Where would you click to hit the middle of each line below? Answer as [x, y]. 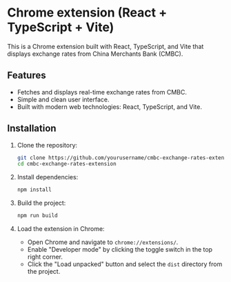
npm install [34, 190]
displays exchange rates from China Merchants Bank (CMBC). [95, 54]
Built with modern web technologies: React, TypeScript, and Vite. [109, 107]
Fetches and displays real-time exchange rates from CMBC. [102, 92]
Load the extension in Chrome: [61, 229]
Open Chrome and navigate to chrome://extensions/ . [103, 242]
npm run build [37, 216]
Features [27, 75]
